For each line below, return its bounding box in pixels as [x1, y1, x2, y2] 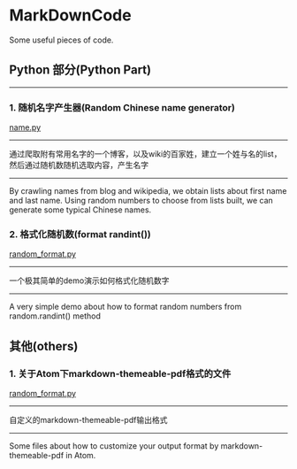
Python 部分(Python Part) [9, 63, 152, 78]
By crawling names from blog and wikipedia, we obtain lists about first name [9, 186, 287, 196]
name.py [9, 122, 42, 133]
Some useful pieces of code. [9, 35, 114, 45]
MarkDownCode [9, 5, 132, 26]
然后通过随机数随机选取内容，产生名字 [9, 160, 148, 171]
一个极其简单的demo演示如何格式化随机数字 [9, 275, 170, 286]
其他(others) [9, 338, 79, 354]
